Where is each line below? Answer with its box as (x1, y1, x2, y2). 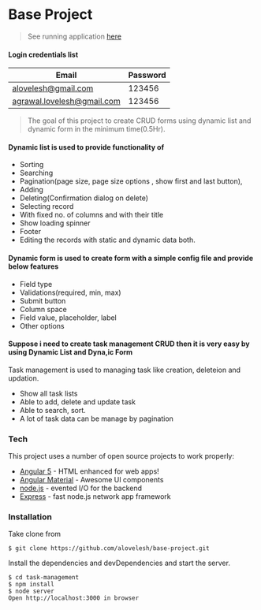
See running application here (27, 32, 122, 41)
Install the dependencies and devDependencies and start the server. (8, 558, 231, 568)
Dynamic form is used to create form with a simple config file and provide (8, 253, 254, 262)
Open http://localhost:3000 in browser (8, 594, 140, 602)
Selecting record (19, 202, 74, 211)
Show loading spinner (19, 218, 91, 228)
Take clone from (8, 530, 62, 539)
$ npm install (8, 581, 55, 589)
